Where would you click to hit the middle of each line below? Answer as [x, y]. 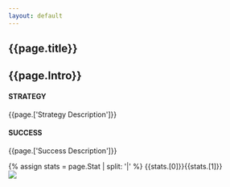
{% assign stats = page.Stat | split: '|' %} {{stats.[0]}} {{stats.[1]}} [115, 166]
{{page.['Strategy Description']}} [63, 114]
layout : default [35, 16]
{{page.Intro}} [45, 76]
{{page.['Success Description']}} [63, 151]
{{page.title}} [43, 49]
